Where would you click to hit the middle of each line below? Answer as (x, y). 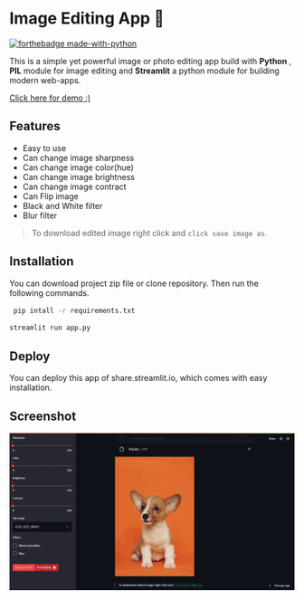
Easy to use (44, 148)
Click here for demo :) (50, 98)
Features (35, 126)
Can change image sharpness (78, 157)
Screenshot (43, 416)
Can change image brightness (79, 176)
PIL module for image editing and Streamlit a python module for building (145, 71)
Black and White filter (62, 205)
